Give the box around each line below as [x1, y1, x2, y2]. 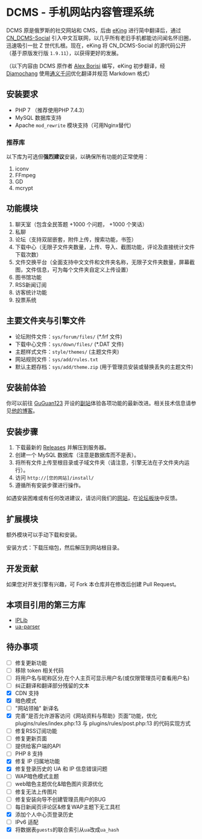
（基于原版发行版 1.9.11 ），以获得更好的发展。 [6, 49, 122, 56]
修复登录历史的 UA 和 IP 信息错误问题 [14, 765, 108, 772]
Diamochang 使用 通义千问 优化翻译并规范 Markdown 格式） [6, 70, 153, 77]
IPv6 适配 [14, 818, 39, 826]
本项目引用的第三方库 [6, 600, 86, 610]
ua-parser [14, 622, 40, 630]
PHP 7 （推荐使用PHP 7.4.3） [14, 106, 88, 114]
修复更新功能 [14, 659, 47, 666]
